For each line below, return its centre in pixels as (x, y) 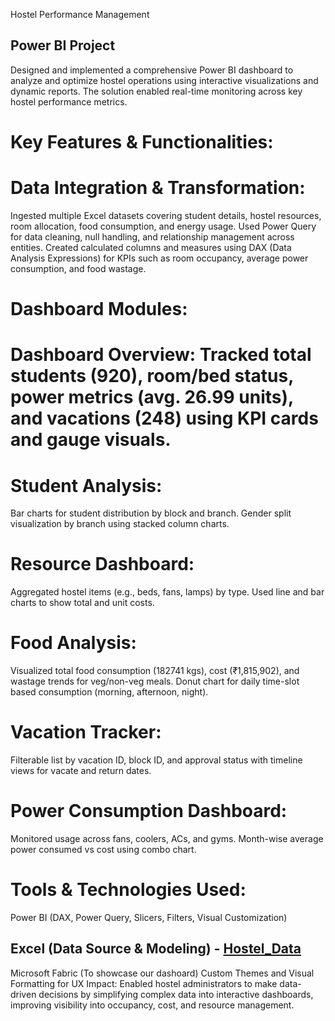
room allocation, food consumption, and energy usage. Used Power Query (163, 226)
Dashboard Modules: (99, 309)
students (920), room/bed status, (152, 376)
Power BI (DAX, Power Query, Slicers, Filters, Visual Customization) (149, 917)
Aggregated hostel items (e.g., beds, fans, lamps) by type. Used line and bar (167, 592)
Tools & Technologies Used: (128, 890)
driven (23, 994)
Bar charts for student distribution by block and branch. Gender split (151, 513)
